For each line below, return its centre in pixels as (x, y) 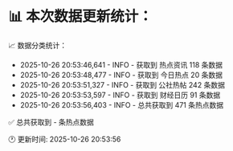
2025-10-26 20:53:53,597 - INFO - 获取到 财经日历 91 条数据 (120, 95)
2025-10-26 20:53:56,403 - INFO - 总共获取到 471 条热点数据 (122, 104)
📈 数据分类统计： (37, 45)
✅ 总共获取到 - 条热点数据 (51, 122)
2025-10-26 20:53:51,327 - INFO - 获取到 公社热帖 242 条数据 (122, 84)
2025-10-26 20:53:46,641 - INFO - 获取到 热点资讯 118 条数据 (121, 64)
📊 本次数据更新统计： (80, 16)
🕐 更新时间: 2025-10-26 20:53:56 (65, 139)
